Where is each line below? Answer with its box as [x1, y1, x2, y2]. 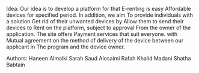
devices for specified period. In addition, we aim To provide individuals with [6, 11, 194, 19]
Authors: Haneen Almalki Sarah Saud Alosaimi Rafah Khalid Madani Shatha [6, 55, 191, 62]
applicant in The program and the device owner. [6, 43, 125, 50]
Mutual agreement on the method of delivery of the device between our [6, 37, 184, 44]
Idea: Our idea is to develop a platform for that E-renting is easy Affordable [6, 5, 191, 12]
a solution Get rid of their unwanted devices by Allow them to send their [6, 18, 184, 25]
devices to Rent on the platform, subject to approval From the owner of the [6, 24, 191, 31]
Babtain [6, 61, 25, 68]
